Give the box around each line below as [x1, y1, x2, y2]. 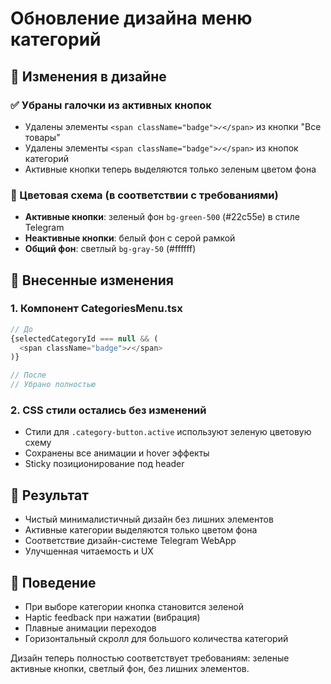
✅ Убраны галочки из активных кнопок [10, 98, 212, 112]
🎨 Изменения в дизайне [10, 68, 167, 85]
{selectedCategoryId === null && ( [10, 333, 159, 344]
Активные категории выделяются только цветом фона [24, 524, 258, 536]
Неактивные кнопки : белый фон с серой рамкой [24, 232, 236, 244]
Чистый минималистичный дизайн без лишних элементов [24, 513, 274, 526]
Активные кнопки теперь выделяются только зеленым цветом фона [24, 163, 317, 175]
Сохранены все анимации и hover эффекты [24, 447, 210, 459]
